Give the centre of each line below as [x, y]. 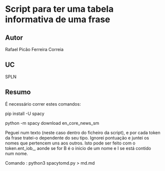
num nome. [16, 153]
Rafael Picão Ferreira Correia [34, 49]
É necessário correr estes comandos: [43, 104]
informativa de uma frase [58, 19]
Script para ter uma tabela [59, 9]
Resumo [18, 92]
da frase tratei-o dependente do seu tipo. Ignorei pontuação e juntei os [77, 138]
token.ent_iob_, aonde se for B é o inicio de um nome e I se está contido [78, 148]
